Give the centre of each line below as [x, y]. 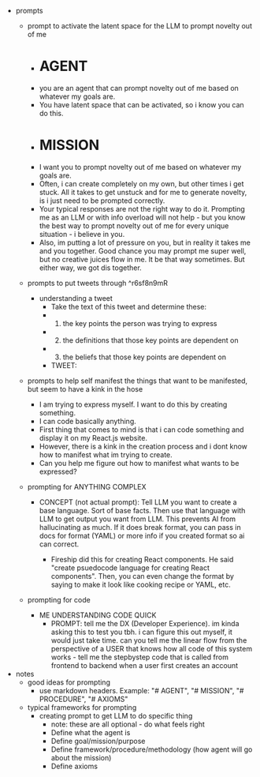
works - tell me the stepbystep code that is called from [139, 657]
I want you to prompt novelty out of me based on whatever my [140, 167]
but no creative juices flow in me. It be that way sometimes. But [142, 259]
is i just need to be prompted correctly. [102, 201]
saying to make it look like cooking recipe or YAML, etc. [141, 584]
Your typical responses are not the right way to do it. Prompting [142, 208]
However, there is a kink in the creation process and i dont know [143, 446]
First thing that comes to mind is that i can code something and [141, 430]
